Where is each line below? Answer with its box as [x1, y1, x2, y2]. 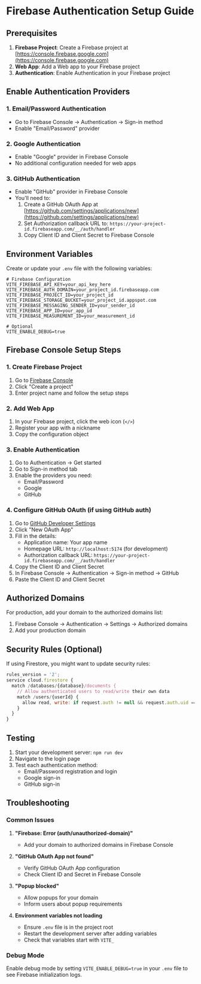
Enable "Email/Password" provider [14, 125, 100, 132]
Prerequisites [6, 28, 57, 38]
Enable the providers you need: [14, 472, 93, 479]
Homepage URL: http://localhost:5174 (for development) [23, 545, 169, 552]
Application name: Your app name [23, 538, 108, 546]
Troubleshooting [6, 798, 70, 808]
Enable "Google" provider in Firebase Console [14, 153, 129, 160]
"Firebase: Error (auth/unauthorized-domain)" [14, 829, 133, 837]
